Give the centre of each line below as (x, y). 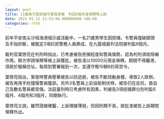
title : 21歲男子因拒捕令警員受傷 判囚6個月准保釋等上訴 (56, 14)
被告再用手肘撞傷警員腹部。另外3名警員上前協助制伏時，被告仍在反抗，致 (79, 83)
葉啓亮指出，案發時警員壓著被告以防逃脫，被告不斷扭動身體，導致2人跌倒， (81, 77)
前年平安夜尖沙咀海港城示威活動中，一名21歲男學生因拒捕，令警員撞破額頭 (80, 38)
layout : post (18, 10)
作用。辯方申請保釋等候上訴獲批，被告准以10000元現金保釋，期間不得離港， (82, 60)
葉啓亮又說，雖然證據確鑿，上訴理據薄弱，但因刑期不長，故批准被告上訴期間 (82, 106)
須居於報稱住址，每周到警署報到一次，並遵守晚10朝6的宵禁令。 (69, 67)
